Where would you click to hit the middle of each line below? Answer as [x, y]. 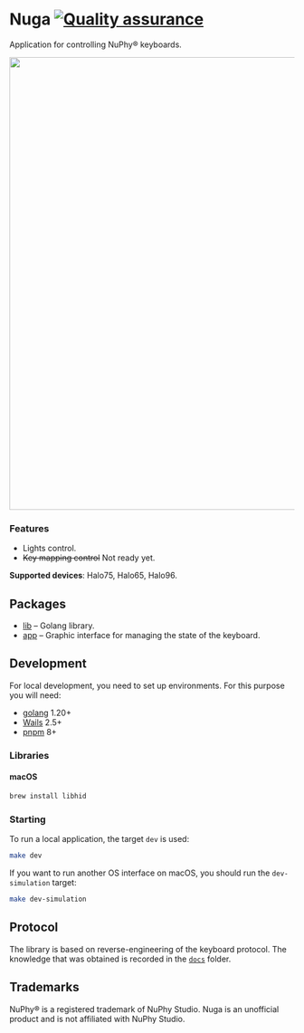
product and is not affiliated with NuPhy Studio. [97, 1019]
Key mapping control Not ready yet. [89, 558]
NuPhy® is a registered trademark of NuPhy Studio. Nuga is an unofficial [144, 1009]
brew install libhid [48, 796]
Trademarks [44, 987]
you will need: [35, 695]
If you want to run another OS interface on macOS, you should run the [140, 873]
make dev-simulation [48, 899]
